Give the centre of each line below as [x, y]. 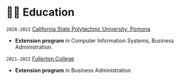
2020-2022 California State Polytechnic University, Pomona [78, 29]
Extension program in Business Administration [73, 70]
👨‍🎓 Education [40, 12]
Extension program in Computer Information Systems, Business [95, 40]
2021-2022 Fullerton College [40, 58]
